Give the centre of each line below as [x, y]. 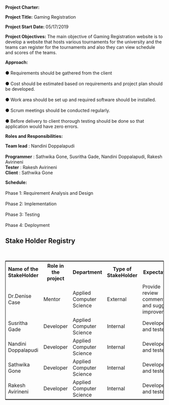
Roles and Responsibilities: [34, 136]
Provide [152, 286]
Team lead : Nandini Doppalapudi [40, 146]
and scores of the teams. [31, 53]
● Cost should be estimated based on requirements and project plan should [84, 84]
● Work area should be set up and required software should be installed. [81, 100]
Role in [56, 266]
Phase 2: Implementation [31, 204]
